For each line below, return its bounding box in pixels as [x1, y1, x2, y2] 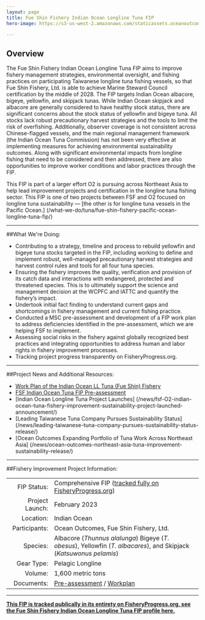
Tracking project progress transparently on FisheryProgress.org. [15, 353, 178, 360]
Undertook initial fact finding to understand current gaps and [15, 301, 168, 308]
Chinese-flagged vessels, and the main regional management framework [6, 130, 190, 137]
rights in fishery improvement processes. [15, 346, 119, 354]
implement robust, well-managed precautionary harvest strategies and [15, 255, 193, 263]
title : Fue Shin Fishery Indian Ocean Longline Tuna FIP [6, 15, 154, 21]
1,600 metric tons [54, 569, 106, 578]
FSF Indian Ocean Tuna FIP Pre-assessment [15, 389, 126, 397]
